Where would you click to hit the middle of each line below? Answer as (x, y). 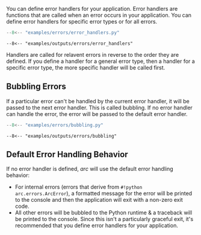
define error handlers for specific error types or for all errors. (82, 21)
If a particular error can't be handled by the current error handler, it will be (98, 101)
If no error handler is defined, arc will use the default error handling (90, 169)
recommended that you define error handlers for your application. (97, 225)
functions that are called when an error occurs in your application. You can (99, 15)
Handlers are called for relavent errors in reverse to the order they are (93, 54)
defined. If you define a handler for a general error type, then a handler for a (101, 61)
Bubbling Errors (36, 87)
